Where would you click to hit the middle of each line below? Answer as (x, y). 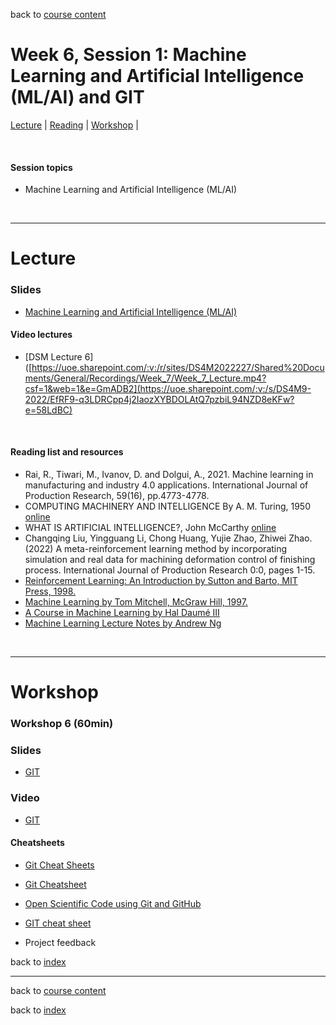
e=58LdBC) (48, 410)
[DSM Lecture (53, 356)
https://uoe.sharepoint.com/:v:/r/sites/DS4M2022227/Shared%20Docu (178, 367)
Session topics (41, 167)
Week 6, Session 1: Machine (128, 55)
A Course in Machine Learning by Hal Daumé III (122, 613)
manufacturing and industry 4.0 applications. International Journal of (166, 485)
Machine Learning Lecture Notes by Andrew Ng (123, 623)
